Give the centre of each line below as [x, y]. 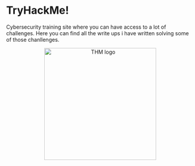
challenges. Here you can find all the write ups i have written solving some [97, 33]
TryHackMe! [38, 10]
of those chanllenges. [33, 39]
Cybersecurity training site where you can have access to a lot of [86, 27]
